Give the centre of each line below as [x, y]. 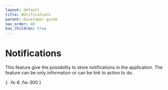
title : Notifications [28, 15]
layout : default [22, 10]
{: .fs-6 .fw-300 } [23, 82]
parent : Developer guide [31, 19]
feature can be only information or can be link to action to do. [69, 73]
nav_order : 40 [20, 24]
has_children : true [26, 29]
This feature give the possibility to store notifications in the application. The [84, 67]
